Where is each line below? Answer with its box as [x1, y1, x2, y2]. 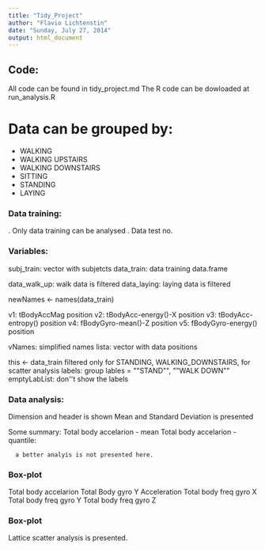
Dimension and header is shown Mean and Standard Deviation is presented [8, 412, 254, 421]
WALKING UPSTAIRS [19, 155, 89, 164]
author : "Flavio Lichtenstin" [8, 19, 108, 27]
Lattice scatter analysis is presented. [8, 533, 128, 543]
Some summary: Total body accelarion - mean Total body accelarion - [8, 427, 237, 436]
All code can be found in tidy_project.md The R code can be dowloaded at [8, 84, 250, 93]
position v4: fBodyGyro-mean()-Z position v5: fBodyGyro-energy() [40, 318, 258, 328]
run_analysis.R [8, 93, 55, 102]
